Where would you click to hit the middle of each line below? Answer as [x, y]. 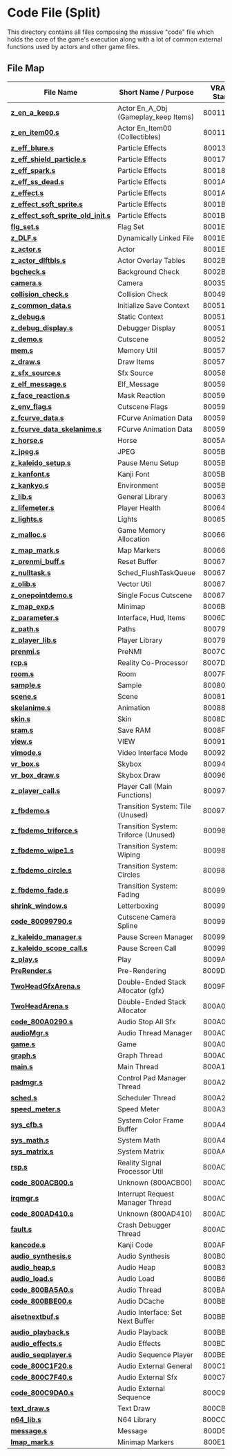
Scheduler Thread [146, 1098]
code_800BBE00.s [41, 1301]
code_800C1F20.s [42, 1366]
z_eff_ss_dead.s [37, 181]
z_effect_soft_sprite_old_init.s [61, 215]
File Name [61, 92]
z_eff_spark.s [33, 170]
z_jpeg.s [25, 451]
